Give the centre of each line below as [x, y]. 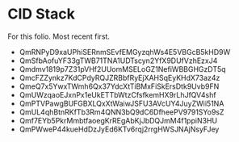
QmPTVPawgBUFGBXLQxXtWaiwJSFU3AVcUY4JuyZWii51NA [122, 103]
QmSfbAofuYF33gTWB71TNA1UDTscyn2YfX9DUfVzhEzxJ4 [118, 61]
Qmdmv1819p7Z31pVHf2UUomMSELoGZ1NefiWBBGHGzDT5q [123, 69]
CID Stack [42, 14]
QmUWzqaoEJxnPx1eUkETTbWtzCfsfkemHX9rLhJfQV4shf [117, 94]
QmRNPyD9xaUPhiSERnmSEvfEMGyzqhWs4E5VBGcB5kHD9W [125, 52]
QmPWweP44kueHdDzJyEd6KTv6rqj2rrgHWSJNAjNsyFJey [119, 129]
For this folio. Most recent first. [59, 36]
